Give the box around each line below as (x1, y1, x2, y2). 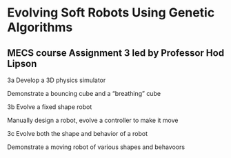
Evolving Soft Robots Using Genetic (7, 5, 215, 21)
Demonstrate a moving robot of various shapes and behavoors (7, 143, 185, 151)
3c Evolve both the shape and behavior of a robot (7, 130, 148, 137)
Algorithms (7, 19, 73, 35)
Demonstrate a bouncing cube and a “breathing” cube (7, 90, 161, 97)
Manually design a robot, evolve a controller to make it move (7, 116, 179, 124)
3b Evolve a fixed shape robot (7, 103, 92, 111)
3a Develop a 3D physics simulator (7, 76, 106, 84)
